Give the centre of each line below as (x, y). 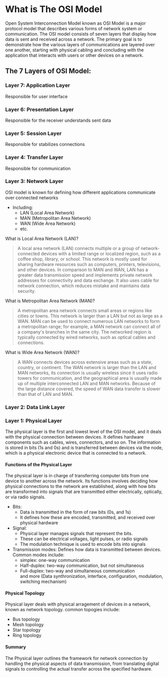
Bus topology (26, 619)
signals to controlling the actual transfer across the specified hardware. (79, 669)
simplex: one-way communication (55, 560)
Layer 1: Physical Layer (34, 420)
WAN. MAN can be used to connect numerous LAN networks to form (89, 321)
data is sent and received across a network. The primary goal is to (73, 39)
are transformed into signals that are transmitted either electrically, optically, (84, 492)
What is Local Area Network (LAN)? (42, 238)
